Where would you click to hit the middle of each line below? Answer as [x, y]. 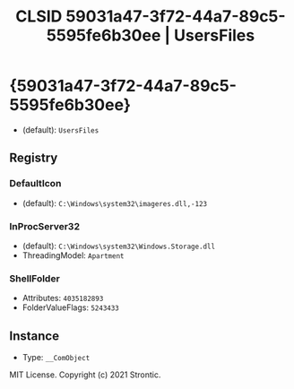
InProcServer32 [45, 226]
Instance [35, 336]
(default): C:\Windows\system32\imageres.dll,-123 [115, 203]
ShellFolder [35, 278]
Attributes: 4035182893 [63, 298]
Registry [34, 158]
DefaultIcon [35, 184]
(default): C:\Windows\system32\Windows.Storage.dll [119, 246]
